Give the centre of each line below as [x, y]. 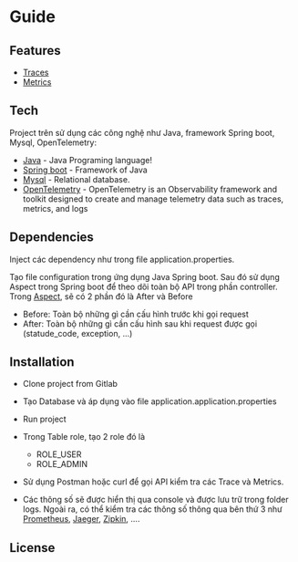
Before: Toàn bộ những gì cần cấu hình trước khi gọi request [135, 314]
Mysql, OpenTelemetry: [53, 142]
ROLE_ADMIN [62, 464]
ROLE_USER [59, 454]
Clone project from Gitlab [70, 384]
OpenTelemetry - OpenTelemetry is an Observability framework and [150, 189]
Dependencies [51, 238]
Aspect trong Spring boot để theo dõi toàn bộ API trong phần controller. [144, 286]
